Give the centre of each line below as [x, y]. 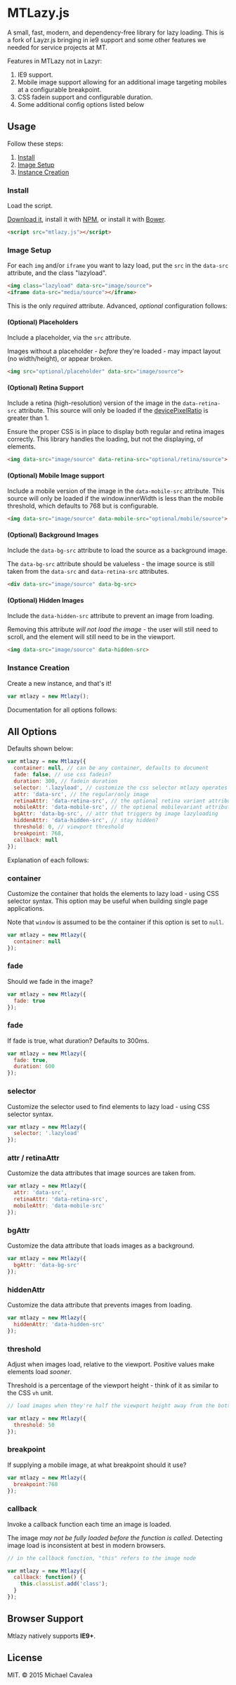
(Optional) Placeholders [43, 322]
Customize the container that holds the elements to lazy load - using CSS [113, 893]
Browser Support [46, 1619]
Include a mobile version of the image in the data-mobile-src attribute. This [116, 491]
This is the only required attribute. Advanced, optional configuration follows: [118, 306]
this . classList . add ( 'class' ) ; [64, 1584]
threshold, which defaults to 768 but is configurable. [83, 506]
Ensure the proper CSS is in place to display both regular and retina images [116, 432]
